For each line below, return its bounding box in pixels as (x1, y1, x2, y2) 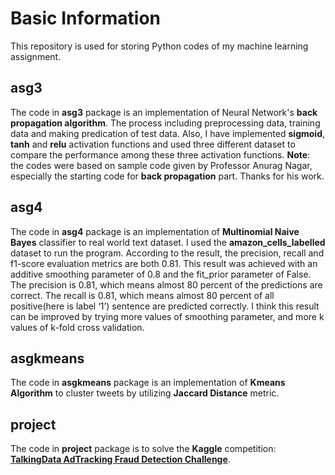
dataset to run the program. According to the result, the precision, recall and (10, 247, 325, 259)
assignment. (10, 50, 62, 62)
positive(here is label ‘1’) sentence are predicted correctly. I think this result (10, 300, 320, 312)
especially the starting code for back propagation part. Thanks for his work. (10, 170, 325, 182)
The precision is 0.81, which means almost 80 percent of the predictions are (10, 278, 323, 291)
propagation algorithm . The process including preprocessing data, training (10, 117, 321, 129)
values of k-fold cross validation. (10, 321, 145, 333)
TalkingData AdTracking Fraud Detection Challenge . (10, 453, 231, 466)
